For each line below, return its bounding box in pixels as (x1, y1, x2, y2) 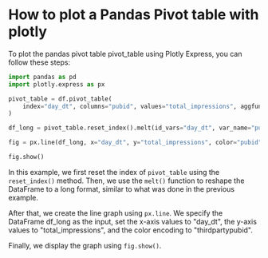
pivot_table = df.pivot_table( (8, 94, 112, 103)
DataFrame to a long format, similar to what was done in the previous (8, 184, 235, 193)
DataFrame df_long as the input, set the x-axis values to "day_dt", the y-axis (8, 216, 258, 226)
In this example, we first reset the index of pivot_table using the (8, 167, 220, 177)
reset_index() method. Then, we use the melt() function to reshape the (8, 176, 245, 185)
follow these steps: (8, 58, 70, 67)
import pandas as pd (8, 73, 77, 81)
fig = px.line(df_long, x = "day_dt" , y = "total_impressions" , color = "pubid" (8, 138, 262, 147)
